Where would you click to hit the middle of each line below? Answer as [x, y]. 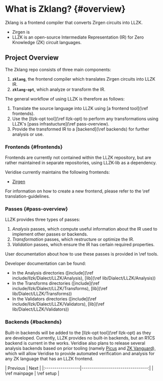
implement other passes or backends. [50, 234]
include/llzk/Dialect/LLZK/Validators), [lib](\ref [58, 304]
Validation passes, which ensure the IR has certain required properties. [83, 245]
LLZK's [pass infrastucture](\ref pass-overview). [61, 124]
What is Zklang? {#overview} [65, 9]
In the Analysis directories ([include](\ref [53, 273]
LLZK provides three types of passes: [43, 220]
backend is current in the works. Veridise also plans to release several [75, 343]
